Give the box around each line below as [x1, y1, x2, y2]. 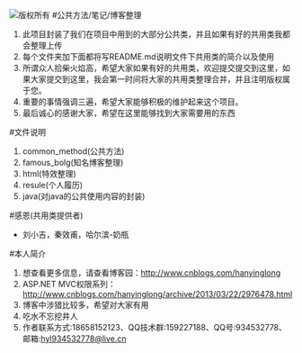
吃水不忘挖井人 [22, 311, 78, 321]
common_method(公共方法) [22, 146, 125, 157]
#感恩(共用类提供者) [9, 210, 84, 221]
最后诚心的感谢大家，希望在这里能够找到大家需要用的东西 [22, 108, 235, 118]
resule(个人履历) [22, 180, 84, 190]
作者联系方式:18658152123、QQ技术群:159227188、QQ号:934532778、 [22, 322, 288, 332]
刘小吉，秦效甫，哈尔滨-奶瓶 [22, 230, 129, 240]
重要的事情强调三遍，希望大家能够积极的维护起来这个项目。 [22, 96, 244, 107]
